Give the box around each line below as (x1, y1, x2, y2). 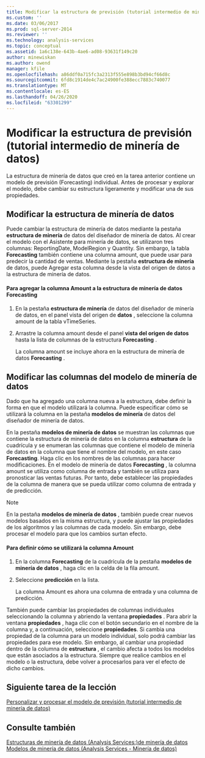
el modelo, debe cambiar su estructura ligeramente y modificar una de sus (6, 185, 194, 192)
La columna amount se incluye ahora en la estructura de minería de (15, 348, 185, 355)
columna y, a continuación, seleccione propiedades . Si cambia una (6, 626, 176, 633)
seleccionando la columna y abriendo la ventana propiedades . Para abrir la (6, 612, 197, 620)
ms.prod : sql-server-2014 (6, 26, 72, 32)
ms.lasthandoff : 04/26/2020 (6, 94, 78, 100)
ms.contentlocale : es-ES (6, 88, 70, 95)
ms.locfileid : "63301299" (6, 99, 72, 105)
